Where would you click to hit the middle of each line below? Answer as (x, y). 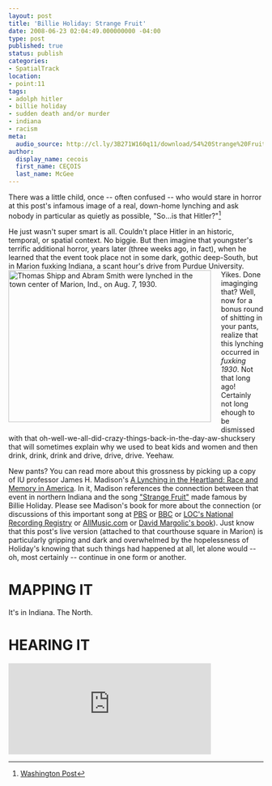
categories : (28, 62)
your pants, (240, 326)
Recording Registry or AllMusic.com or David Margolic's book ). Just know (132, 523)
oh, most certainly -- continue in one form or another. (98, 557)
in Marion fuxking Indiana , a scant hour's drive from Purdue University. (126, 266)
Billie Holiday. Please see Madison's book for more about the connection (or (135, 505)
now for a (237, 300)
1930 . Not (237, 369)
